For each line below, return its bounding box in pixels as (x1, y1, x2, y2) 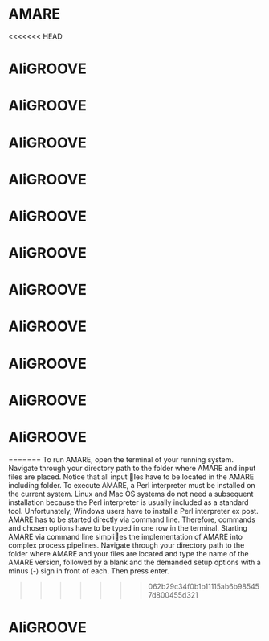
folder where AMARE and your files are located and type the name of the (8, 548, 249, 558)
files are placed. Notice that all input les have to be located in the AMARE (8, 472, 255, 482)
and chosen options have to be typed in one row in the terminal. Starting (8, 523, 247, 532)
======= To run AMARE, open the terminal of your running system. (8, 454, 234, 464)
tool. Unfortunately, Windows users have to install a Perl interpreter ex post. (8, 506, 259, 515)
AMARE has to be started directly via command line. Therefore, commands (8, 515, 255, 524)
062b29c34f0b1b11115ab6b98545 (148, 581, 259, 591)
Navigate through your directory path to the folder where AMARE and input (8, 463, 256, 473)
